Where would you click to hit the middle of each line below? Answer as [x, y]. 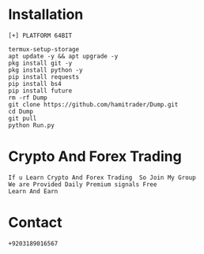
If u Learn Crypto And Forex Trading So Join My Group [102, 177]
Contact [35, 223]
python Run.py [32, 125]
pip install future [40, 91]
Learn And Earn [33, 191]
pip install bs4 [35, 84]
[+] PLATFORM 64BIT [40, 35]
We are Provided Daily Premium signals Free [83, 184]
